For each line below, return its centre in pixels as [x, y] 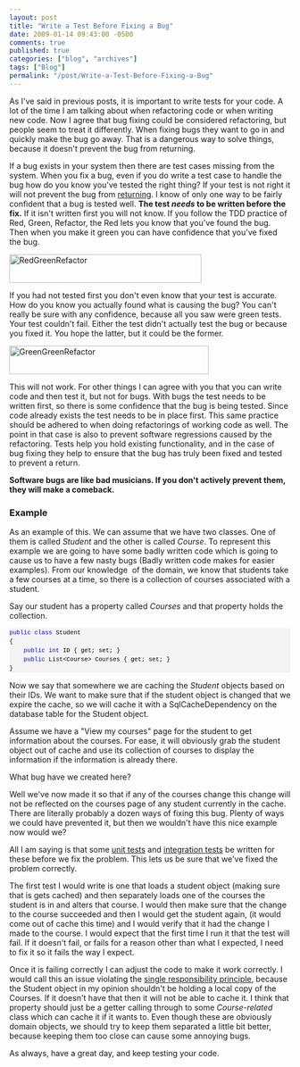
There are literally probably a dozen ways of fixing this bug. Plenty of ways [147, 813]
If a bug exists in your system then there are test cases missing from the [142, 165]
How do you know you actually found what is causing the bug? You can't [143, 304]
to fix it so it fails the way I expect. [72, 953]
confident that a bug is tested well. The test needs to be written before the [148, 204]
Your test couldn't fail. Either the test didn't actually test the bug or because [148, 323]
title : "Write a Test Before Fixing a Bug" [92, 26]
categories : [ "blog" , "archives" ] [74, 59]
